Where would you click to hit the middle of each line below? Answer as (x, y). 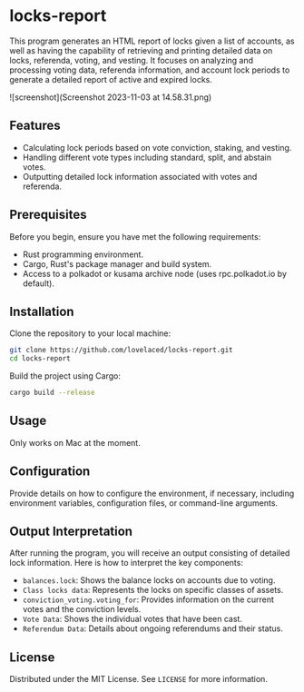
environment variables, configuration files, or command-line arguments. (144, 503)
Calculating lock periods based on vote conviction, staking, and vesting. (157, 147)
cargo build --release (52, 393)
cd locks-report (40, 359)
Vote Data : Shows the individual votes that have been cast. (132, 619)
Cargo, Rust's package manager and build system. (117, 263)
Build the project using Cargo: (65, 376)
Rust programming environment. (83, 254)
